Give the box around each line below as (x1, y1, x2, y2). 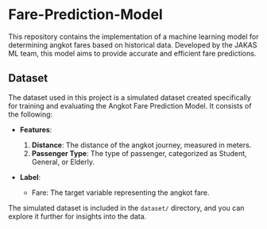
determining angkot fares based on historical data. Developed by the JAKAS (8, 40, 257, 49)
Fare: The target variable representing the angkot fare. (31, 188, 210, 197)
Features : (19, 124, 52, 134)
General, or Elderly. (31, 157, 95, 166)
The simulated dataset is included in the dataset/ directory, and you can (8, 203, 245, 212)
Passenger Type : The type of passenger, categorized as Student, (31, 148, 248, 158)
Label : (19, 172, 41, 181)
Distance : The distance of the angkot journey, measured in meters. (31, 140, 252, 150)
